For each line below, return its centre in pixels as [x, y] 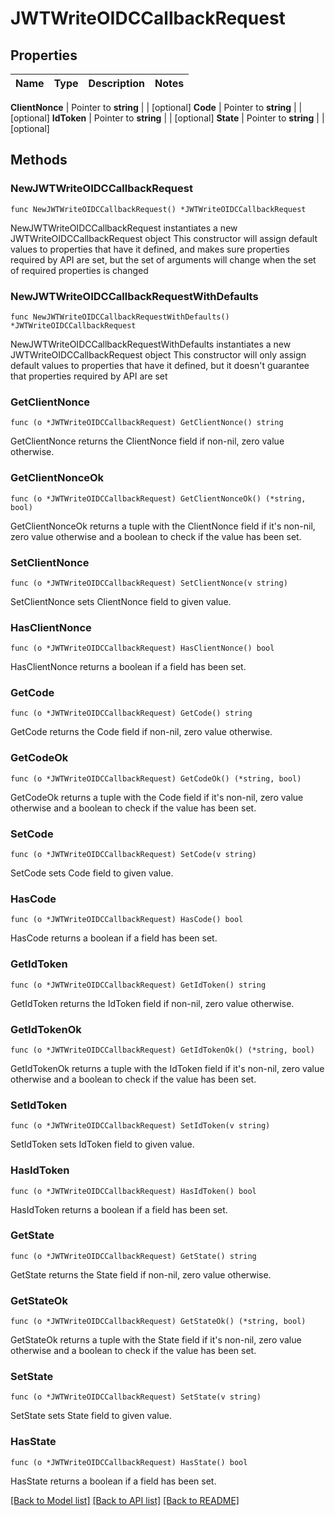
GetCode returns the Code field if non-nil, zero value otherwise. [141, 732]
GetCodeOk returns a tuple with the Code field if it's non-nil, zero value [157, 797]
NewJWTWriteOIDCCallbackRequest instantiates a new [124, 228]
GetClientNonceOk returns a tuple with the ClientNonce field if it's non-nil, [163, 526]
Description [116, 83]
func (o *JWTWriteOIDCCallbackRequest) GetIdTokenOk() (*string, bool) [162, 1050]
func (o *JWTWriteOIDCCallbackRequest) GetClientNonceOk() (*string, [158, 498]
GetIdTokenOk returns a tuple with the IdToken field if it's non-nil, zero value [167, 1068]
